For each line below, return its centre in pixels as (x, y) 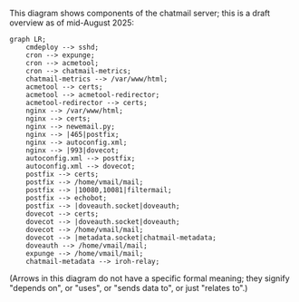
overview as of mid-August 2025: (72, 23)
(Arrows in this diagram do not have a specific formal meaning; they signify (149, 278)
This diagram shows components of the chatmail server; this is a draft (140, 13)
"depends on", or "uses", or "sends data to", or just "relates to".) (129, 288)
